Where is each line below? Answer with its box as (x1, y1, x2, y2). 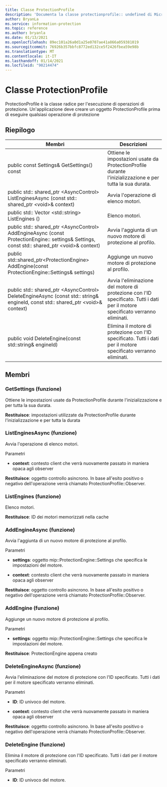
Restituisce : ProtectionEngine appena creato (5, 650, 98, 656)
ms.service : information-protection (5, 21, 81, 26)
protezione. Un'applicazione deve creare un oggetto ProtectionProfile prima (5, 106, 161, 112)
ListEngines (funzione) (5, 493, 61, 500)
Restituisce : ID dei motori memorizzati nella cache (5, 514, 109, 520)
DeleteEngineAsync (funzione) (5, 663, 81, 670)
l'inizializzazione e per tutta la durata (5, 417, 81, 423)
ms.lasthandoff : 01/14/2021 (5, 58, 64, 63)
